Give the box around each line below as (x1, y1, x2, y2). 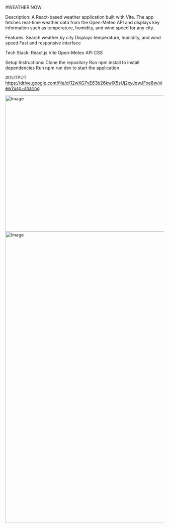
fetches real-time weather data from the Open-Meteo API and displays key (5, 20, 160, 25)
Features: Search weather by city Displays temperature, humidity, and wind (5, 35, 161, 40)
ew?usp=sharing (5, 85, 40, 91)
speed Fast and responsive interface (5, 40, 81, 46)
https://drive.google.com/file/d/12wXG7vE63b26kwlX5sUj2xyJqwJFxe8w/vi (5, 80, 162, 86)
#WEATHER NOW (5, 5, 42, 10)
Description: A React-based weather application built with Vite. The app (5, 14, 154, 20)
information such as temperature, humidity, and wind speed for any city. (5, 25, 154, 31)
